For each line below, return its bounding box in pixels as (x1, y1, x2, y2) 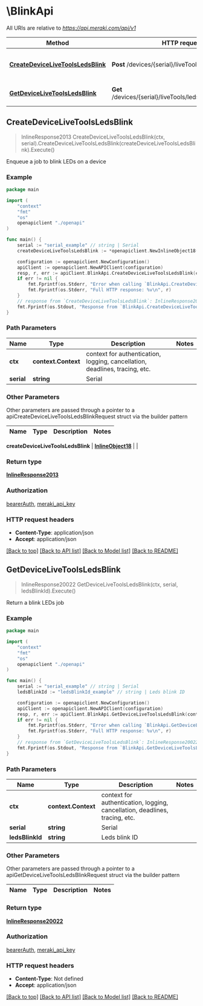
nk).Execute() (21, 146, 55, 153)
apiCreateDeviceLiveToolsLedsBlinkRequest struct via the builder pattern (6, 413, 188, 420)
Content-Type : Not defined (14, 975, 83, 982)
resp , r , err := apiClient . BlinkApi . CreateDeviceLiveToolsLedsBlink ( (17, 270, 196, 276)
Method (46, 38, 69, 47)
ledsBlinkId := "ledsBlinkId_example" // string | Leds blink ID (17, 689, 185, 695)
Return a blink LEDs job (6, 599, 65, 606)
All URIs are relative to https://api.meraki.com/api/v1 (6, 24, 136, 31)
